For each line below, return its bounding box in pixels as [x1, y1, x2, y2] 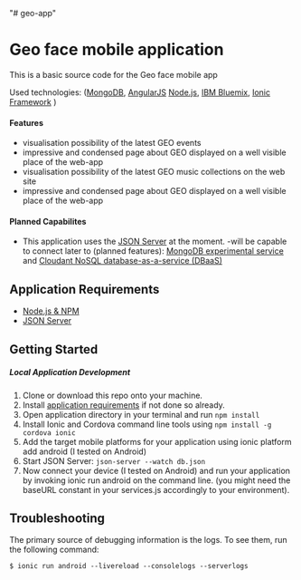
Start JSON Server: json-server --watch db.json [22, 455, 206, 466]
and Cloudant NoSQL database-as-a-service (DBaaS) [22, 256, 223, 266]
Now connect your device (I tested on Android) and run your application [22, 465, 291, 476]
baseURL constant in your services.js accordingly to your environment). [22, 484, 290, 495]
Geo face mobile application [9, 40, 224, 60]
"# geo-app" [9, 8, 57, 18]
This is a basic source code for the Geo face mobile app [9, 69, 219, 80]
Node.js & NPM [22, 305, 80, 316]
